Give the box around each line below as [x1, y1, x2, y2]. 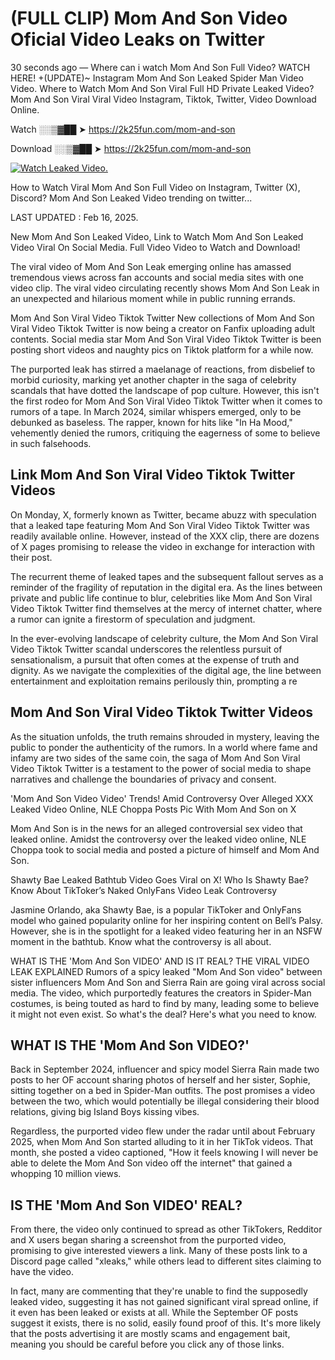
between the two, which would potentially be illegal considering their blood [10, 1095, 320, 1107]
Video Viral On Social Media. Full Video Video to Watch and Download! [10, 241, 301, 253]
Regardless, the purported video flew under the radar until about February [10, 1125, 316, 1137]
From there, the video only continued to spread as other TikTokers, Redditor [10, 1223, 323, 1236]
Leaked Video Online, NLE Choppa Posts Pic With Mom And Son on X [10, 803, 297, 815]
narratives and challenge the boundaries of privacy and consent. [10, 773, 277, 785]
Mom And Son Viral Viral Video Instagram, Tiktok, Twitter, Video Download [10, 93, 317, 105]
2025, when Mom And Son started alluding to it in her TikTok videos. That [10, 1136, 314, 1148]
